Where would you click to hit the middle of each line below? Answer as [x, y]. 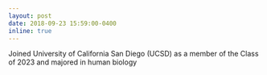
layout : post [30, 16]
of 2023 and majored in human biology [73, 62]
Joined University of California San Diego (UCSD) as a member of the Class [133, 54]
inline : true [30, 31]
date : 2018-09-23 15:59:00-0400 [62, 23]
